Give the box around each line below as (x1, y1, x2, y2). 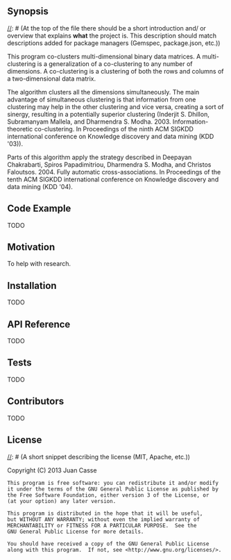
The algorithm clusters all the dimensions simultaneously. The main (7, 88, 200, 96)
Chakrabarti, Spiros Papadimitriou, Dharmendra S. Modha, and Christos (7, 160, 212, 169)
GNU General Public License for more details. (7, 528, 144, 535)
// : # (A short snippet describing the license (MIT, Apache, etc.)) (7, 452, 191, 461)
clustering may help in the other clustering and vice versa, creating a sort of (7, 102, 224, 110)
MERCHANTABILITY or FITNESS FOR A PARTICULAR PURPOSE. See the (7, 522, 197, 529)
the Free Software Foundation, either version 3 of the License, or (7, 491, 209, 499)
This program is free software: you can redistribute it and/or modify (7, 479, 219, 486)
